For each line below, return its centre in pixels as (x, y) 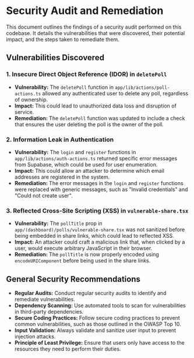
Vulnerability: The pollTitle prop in (59, 224)
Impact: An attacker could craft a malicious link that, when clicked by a (100, 242)
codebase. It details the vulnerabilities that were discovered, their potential (96, 33)
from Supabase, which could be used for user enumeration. (86, 164)
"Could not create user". (43, 195)
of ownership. (31, 99)
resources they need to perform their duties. (68, 349)
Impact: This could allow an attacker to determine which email (89, 171)
